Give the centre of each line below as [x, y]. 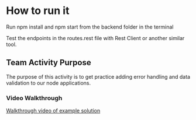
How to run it [38, 11]
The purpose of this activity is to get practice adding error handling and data [98, 76]
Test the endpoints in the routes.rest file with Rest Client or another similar [95, 38]
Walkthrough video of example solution [53, 111]
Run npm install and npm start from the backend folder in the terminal [90, 27]
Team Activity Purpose [49, 63]
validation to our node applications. [49, 83]
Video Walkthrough [34, 98]
